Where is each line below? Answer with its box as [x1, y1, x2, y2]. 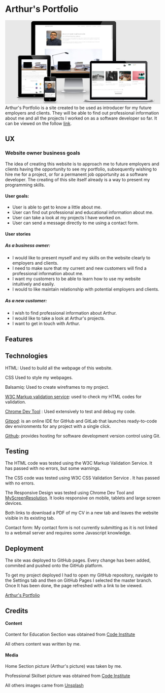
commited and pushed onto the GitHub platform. [5, 563, 103, 569]
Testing [5, 447, 29, 455]
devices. [5, 500, 23, 506]
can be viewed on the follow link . [5, 120, 72, 126]
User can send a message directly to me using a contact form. [12, 220, 139, 226]
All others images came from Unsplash [5, 682, 84, 688]
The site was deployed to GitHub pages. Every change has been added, [5, 557, 151, 564]
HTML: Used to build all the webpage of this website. [5, 365, 113, 371]
